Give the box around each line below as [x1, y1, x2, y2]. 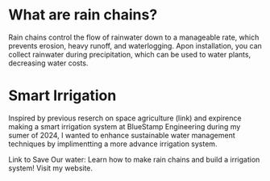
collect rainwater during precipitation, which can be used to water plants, [8, 49, 251, 59]
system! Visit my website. [8, 163, 93, 173]
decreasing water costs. [8, 58, 89, 68]
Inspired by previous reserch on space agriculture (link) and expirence [8, 113, 242, 123]
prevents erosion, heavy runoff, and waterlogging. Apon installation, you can [8, 40, 262, 50]
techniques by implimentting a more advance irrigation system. [8, 139, 218, 149]
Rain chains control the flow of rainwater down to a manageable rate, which [8, 32, 260, 42]
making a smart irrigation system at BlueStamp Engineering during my [8, 121, 241, 131]
